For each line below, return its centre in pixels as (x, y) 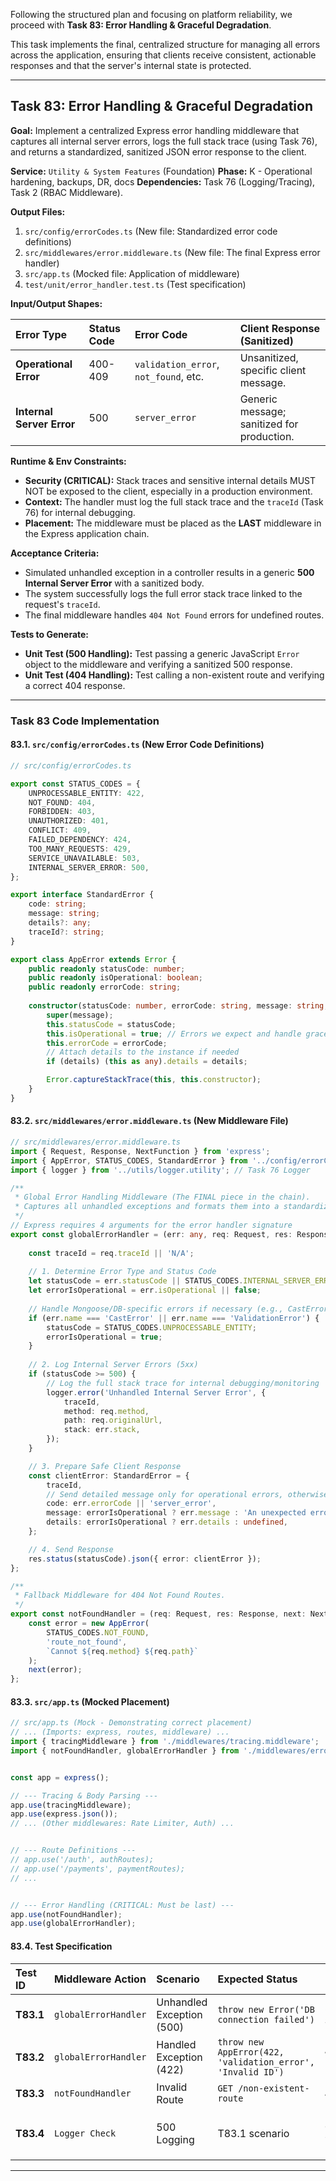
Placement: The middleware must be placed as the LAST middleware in (173, 523)
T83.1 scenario (253, 2133)
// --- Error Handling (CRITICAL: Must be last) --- (122, 1905)
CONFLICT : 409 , (60, 830)
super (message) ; (80, 1015)
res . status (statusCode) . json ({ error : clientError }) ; (145, 1559)
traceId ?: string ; (66, 932)
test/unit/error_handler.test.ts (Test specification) (135, 284)
